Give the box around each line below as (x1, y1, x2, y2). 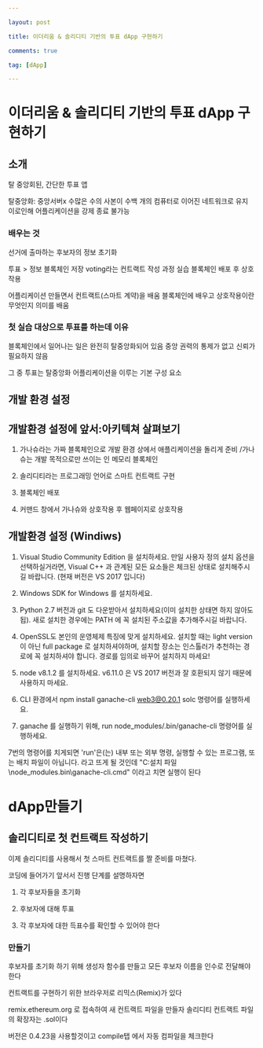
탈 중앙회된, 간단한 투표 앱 (8, 180, 88, 189)
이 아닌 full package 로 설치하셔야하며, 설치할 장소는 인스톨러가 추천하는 (19, 642, 242, 651)
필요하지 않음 (8, 351, 49, 360)
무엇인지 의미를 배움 (8, 300, 69, 310)
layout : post (8, 18, 51, 26)
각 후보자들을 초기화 (19, 887, 81, 896)
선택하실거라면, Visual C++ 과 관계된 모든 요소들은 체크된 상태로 (19, 561, 217, 571)
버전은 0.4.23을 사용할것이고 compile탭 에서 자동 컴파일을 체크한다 (8, 1031, 214, 1041)
